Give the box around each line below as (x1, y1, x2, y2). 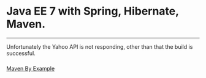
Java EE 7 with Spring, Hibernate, (6, 4, 179, 18)
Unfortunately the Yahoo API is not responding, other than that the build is (6, 43, 193, 50)
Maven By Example (6, 65, 55, 72)
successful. (6, 49, 36, 57)
